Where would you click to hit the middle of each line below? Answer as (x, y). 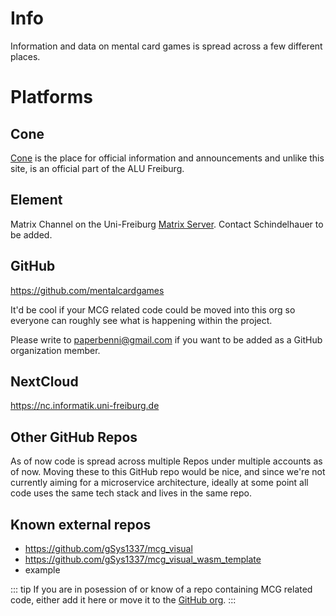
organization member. (55, 350)
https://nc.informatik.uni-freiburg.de (85, 406)
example (42, 570)
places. (25, 56)
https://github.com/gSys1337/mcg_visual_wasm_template (143, 559)
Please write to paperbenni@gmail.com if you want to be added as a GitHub (166, 339)
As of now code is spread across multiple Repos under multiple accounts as (166, 461)
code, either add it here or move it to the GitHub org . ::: (123, 600)
